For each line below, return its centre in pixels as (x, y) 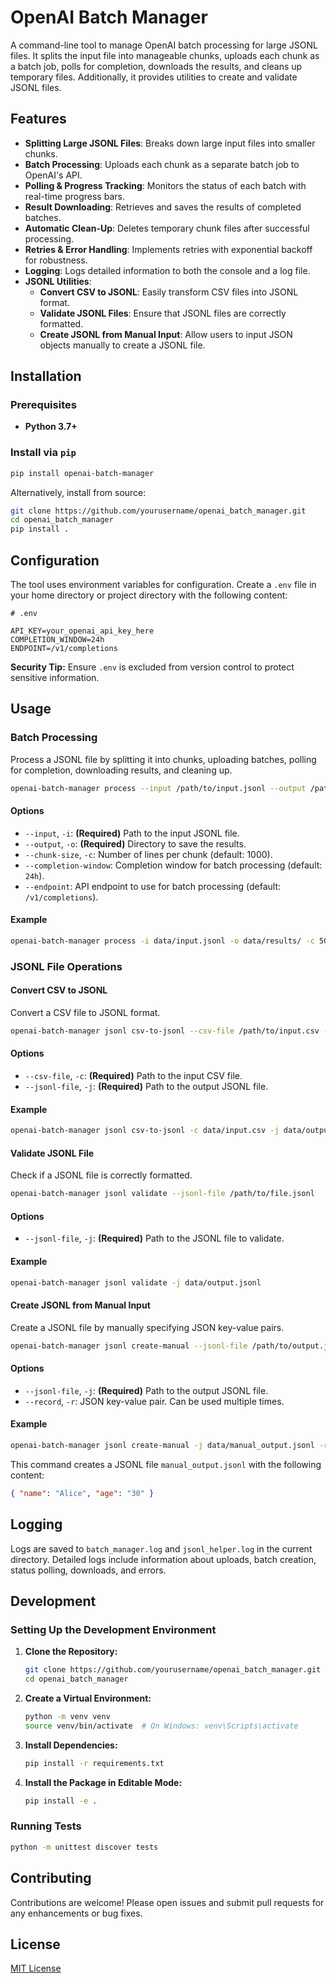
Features (38, 119)
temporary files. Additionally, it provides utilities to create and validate (154, 77)
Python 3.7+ (51, 427)
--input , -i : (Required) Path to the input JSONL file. (132, 833)
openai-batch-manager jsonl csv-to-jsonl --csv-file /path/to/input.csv (165, 1031)
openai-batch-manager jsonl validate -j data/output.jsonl (136, 1282)
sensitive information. (55, 678)
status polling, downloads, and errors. (88, 1570)
